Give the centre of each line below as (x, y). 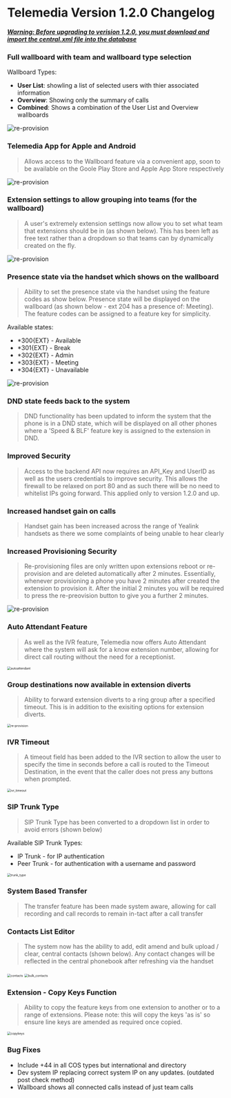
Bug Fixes (24, 1050)
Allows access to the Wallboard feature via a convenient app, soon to (122, 161)
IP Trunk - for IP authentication (61, 856)
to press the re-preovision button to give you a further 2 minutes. (116, 596)
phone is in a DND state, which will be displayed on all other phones (120, 423)
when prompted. (47, 779)
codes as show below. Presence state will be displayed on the (112, 299)
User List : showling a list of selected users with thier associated (108, 86)
